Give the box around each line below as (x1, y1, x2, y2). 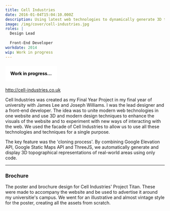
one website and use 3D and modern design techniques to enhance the (5, 112, 154, 119)
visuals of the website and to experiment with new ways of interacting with (5, 118, 161, 124)
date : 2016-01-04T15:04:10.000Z (5, 12, 73, 17)
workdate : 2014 (5, 45, 37, 50)
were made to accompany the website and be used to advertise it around (5, 189, 158, 195)
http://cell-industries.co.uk (5, 87, 61, 93)
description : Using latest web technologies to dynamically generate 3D (5, 17, 162, 22)
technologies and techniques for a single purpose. (5, 129, 110, 135)
